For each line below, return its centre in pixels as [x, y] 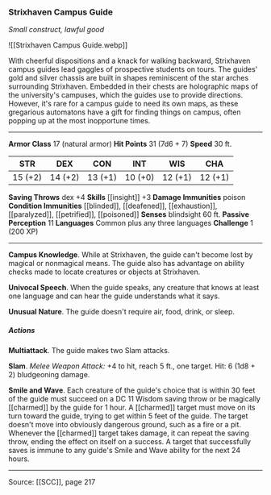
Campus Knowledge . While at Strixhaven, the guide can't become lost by [131, 255]
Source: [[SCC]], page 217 [52, 482]
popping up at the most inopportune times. [79, 121]
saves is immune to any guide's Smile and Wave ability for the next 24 [124, 451]
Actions [22, 330]
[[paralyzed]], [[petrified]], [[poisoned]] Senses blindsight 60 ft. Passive [129, 214]
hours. [19, 459]
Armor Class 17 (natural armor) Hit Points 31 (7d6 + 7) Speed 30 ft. [120, 144]
